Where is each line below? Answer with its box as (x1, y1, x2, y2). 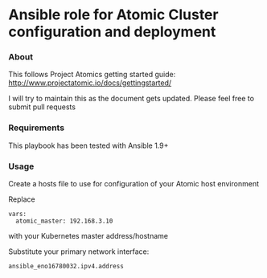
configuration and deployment (8, 22, 216, 41)
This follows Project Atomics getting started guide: (8, 70, 176, 80)
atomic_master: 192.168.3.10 (15, 217, 113, 226)
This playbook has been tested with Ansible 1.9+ (8, 141, 169, 150)
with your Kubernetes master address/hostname (8, 231, 169, 241)
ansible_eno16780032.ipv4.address (8, 263, 125, 271)
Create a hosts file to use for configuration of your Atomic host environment (8, 179, 260, 189)
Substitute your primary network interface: (8, 247, 150, 256)
